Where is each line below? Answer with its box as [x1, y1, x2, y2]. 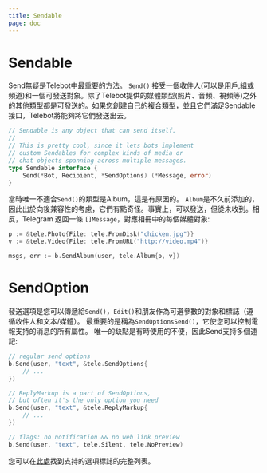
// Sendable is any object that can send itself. [8, 127, 177, 135]
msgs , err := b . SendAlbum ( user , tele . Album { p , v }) [8, 252, 180, 260]
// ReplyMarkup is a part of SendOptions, [8, 389, 151, 397]
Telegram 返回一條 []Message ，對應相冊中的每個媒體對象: [22, 214, 210, 224]
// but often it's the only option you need [8, 396, 159, 404]
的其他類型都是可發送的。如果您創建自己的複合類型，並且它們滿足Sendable [8, 101, 256, 110]
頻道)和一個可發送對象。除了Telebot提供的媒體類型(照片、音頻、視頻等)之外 [8, 91, 257, 101]
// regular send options [8, 352, 91, 360]
